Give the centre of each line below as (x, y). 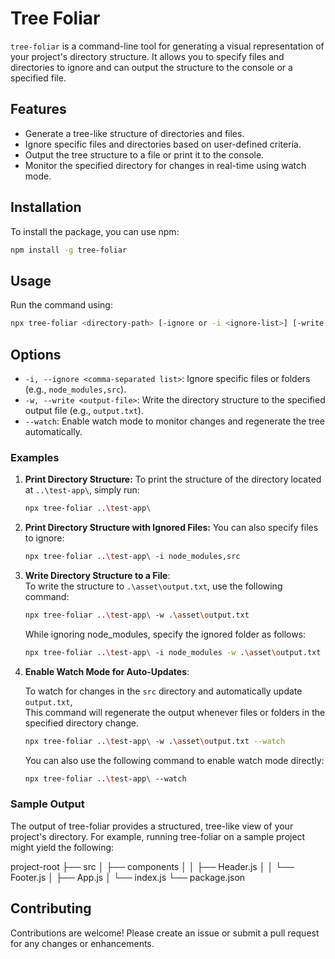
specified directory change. (82, 723)
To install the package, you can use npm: (95, 231)
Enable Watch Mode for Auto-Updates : (107, 671)
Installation (46, 207)
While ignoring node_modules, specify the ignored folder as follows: (165, 634)
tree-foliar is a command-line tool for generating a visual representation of (167, 46)
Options (36, 354)
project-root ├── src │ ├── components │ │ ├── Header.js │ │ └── (152, 866)
